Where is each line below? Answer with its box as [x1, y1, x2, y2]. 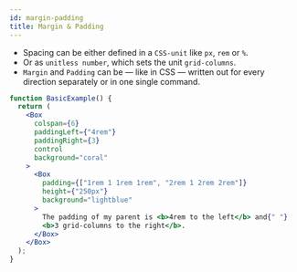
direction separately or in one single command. [22, 76, 201, 87]
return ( [17, 102, 51, 111]
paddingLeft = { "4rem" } [33, 128, 117, 137]
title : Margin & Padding [9, 22, 104, 31]
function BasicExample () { [9, 93, 112, 103]
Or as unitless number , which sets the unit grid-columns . [22, 57, 237, 68]
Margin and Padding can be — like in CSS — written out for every [22, 66, 265, 78]
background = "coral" [33, 152, 108, 162]
